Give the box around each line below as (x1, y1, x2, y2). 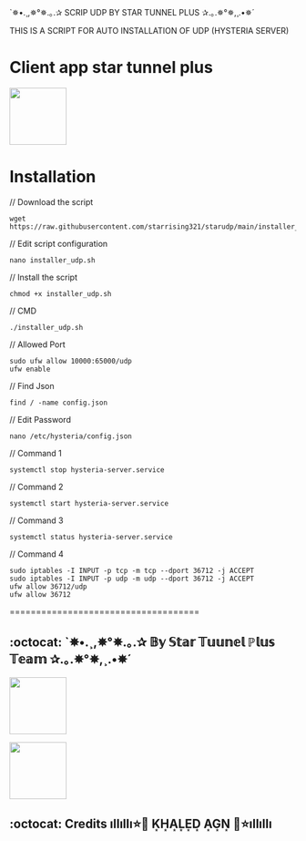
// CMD (9, 305, 37, 316)
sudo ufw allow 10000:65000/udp (9, 356, 132, 365)
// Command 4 (9, 549, 64, 559)
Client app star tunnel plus (9, 57, 214, 78)
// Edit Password (9, 414, 71, 425)
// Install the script (9, 272, 77, 282)
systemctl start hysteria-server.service (9, 498, 169, 508)
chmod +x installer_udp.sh (9, 289, 112, 298)
